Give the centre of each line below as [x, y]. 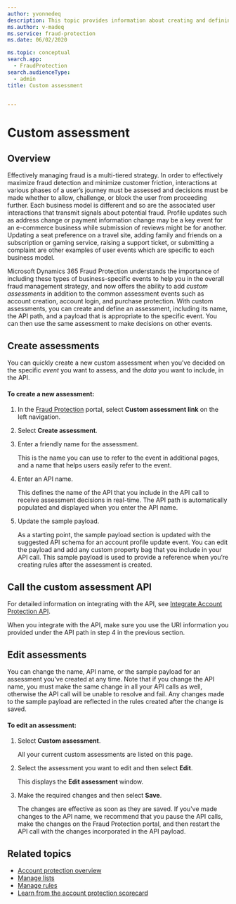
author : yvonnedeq [34, 14]
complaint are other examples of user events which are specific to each [111, 250]
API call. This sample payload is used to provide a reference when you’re [123, 558]
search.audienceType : [39, 72]
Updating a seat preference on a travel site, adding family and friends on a [115, 235]
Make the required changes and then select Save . [90, 796]
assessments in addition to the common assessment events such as [106, 294]
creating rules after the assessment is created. [85, 565]
